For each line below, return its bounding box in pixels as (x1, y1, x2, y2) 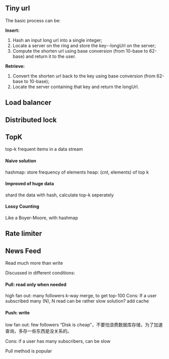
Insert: (5, 27, 20, 33)
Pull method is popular (5, 348, 52, 354)
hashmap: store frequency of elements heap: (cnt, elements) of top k (5, 169, 149, 175)
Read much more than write (5, 260, 63, 266)
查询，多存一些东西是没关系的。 (5, 328, 72, 334)
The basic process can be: (5, 17, 61, 23)
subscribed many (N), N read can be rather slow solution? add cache (5, 298, 149, 304)
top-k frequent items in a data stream (5, 146, 83, 152)
